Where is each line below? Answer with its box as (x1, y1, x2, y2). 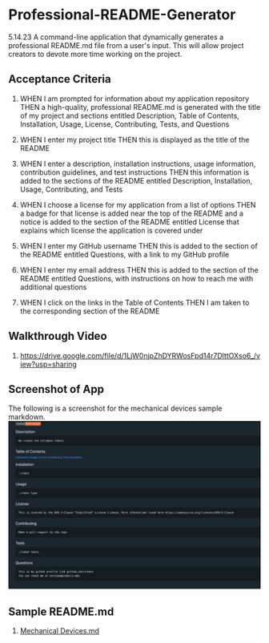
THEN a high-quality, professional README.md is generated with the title (19, 102, 261, 111)
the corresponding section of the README (19, 306, 160, 316)
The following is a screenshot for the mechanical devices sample (8, 403, 223, 414)
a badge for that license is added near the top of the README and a (19, 208, 244, 218)
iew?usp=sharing (19, 359, 78, 369)
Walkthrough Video (8, 330, 107, 343)
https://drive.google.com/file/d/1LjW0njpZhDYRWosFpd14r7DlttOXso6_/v (19, 350, 261, 360)
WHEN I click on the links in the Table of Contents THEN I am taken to (19, 297, 250, 307)
